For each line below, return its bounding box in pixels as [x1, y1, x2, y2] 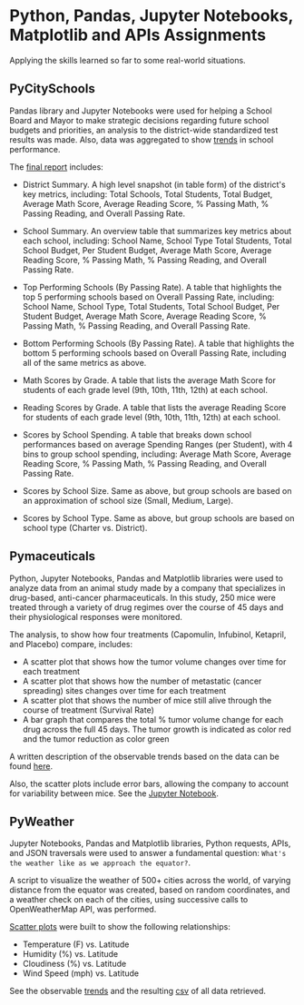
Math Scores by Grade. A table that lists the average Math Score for [22, 374, 277, 386]
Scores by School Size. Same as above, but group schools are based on [22, 485, 292, 496]
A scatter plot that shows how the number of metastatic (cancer [22, 675, 262, 686]
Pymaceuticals [9, 548, 96, 564]
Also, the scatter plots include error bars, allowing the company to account [9, 778, 289, 789]
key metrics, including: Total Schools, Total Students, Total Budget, [22, 188, 273, 200]
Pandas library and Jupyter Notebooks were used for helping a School [9, 105, 272, 116]
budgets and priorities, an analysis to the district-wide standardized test [9, 124, 279, 135]
